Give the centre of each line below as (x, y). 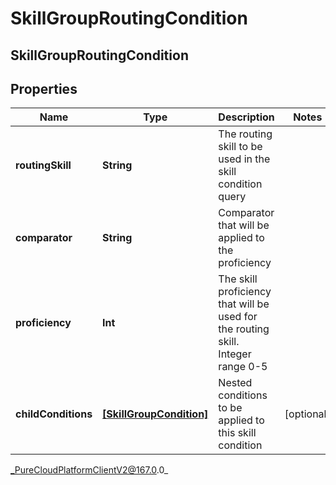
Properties (44, 88)
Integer (235, 354)
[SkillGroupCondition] (155, 414)
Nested (235, 383)
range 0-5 (243, 367)
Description (246, 117)
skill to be (240, 147)
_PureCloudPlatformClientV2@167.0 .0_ (89, 470)
